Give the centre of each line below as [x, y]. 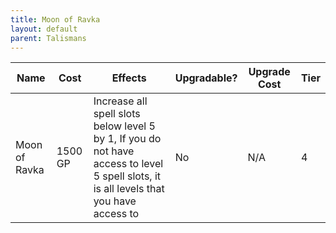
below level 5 [124, 126]
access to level [128, 164]
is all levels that [129, 189]
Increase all [120, 101]
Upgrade [269, 72]
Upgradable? [206, 78]
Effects [129, 78]
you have [115, 201]
